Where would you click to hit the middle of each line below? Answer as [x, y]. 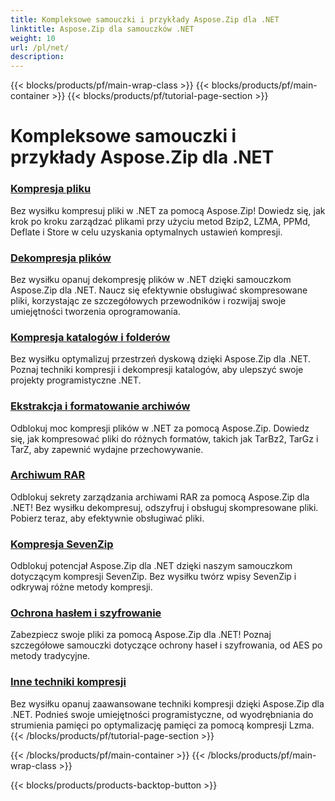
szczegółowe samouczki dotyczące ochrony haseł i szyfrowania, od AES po [166, 645]
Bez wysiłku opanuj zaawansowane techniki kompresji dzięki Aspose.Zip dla [167, 703]
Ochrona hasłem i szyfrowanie [86, 613]
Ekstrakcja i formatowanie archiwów [100, 406]
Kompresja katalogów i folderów [90, 337]
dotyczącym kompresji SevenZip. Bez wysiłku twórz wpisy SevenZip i [153, 577]
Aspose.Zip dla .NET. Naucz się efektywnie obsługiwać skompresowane [159, 290]
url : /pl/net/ [40, 47]
